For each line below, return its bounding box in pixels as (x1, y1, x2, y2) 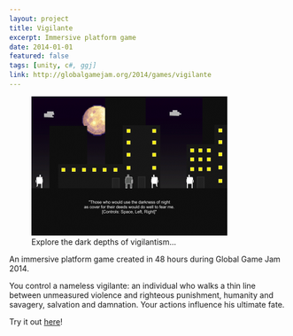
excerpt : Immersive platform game (9, 33, 137, 42)
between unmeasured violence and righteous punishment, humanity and (9, 289, 274, 301)
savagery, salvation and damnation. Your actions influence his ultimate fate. (9, 299, 285, 309)
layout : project (9, 14, 69, 23)
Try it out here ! (9, 316, 64, 327)
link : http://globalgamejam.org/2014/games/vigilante (9, 71, 212, 80)
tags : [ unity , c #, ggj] (9, 61, 97, 70)
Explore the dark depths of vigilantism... (31, 236, 177, 247)
